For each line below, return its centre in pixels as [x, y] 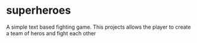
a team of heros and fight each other [51, 33]
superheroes [39, 10]
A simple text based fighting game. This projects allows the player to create [99, 27]
